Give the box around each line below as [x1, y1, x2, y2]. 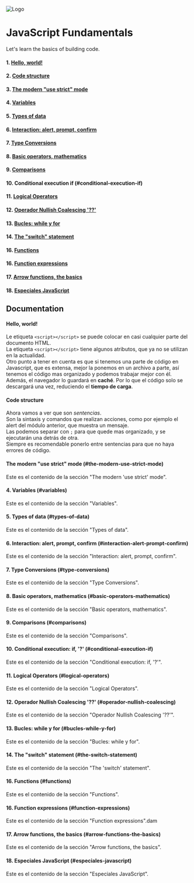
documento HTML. [6, 339, 51, 347]
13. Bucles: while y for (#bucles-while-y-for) [6, 725, 116, 732]
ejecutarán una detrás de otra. [6, 434, 79, 441]
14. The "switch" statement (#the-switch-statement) [6, 751, 137, 759]
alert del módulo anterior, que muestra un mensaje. [6, 422, 129, 429]
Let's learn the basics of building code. [6, 45, 101, 52]
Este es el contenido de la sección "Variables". [6, 500, 118, 507]
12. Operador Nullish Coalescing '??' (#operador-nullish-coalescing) [6, 698, 176, 705]
